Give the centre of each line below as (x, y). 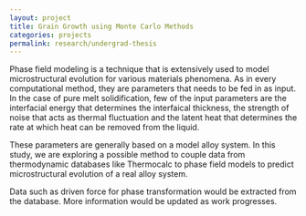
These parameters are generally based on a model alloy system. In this (142, 145)
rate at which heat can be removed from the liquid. (105, 128)
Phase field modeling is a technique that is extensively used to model (139, 69)
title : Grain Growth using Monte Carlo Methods (102, 26)
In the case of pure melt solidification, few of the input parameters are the (148, 98)
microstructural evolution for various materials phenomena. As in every (143, 79)
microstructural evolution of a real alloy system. (99, 174)
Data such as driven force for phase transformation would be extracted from (153, 191)
